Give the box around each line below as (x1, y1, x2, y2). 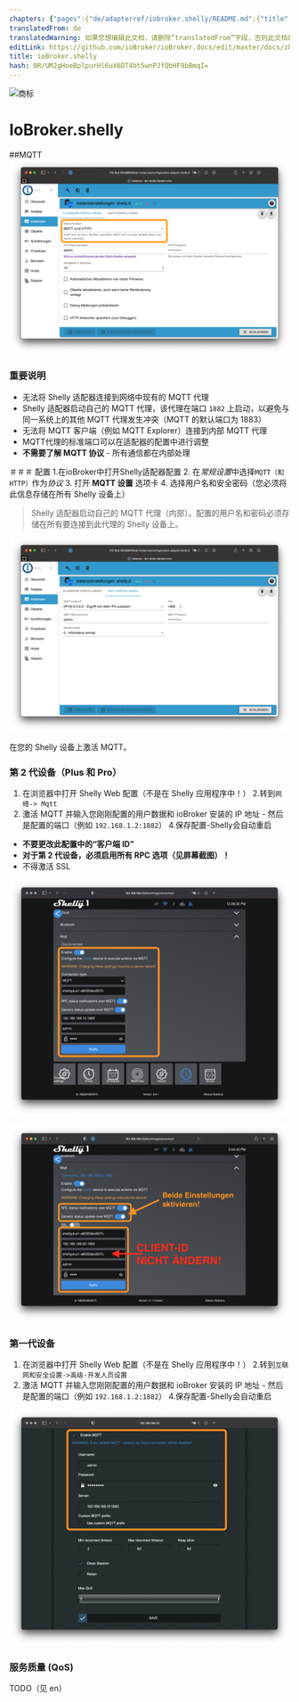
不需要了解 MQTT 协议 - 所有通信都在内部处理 (21, 447, 190, 458)
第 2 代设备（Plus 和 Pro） (9, 767, 122, 779)
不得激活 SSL (21, 861, 71, 872)
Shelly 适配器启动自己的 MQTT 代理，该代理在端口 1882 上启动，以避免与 (21, 402, 290, 414)
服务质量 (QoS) (9, 1661, 74, 1673)
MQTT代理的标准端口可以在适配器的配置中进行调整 (21, 436, 209, 447)
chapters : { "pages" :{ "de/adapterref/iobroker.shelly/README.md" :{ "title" (9, 14, 289, 23)
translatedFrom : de (9, 23, 82, 33)
